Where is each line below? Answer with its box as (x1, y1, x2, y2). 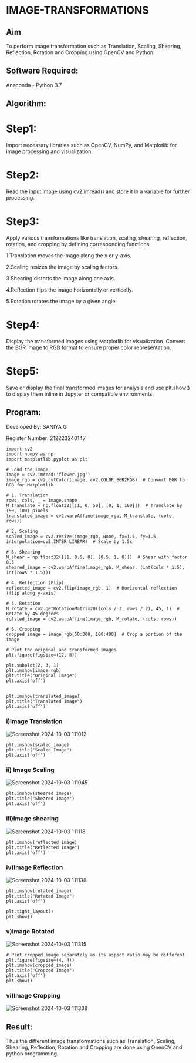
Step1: (6, 122, 37, 135)
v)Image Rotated (6, 927, 55, 935)
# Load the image (6, 466, 49, 472)
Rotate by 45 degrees (6, 611, 59, 617)
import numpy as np (6, 451, 54, 457)
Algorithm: (6, 98, 46, 109)
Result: (6, 1022, 33, 1032)
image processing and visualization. (6, 148, 93, 155)
